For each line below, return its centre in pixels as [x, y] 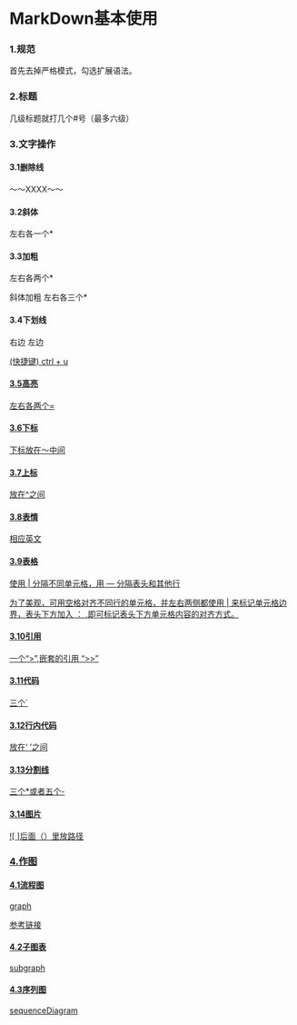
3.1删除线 [27, 167]
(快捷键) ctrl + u [39, 361]
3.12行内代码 [33, 725]
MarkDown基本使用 [84, 19]
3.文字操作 [33, 144]
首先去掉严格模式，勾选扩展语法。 [73, 71]
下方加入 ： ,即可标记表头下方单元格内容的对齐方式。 [139, 613]
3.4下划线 [28, 320]
